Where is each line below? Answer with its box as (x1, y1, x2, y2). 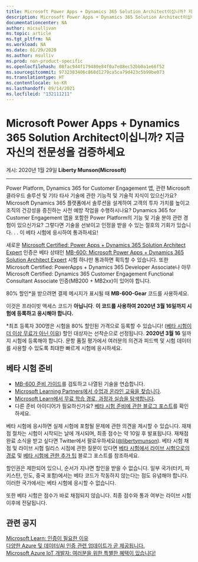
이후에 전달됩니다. (6, 499, 48, 506)
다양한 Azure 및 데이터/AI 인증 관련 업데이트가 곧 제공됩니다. (6, 542, 146, 550)
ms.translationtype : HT (6, 74, 65, 80)
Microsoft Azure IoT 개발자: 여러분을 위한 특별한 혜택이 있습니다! (6, 550, 156, 557)
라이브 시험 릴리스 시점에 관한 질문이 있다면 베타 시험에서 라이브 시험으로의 (18, 444, 190, 451)
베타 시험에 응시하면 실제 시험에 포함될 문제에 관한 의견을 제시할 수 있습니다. (6, 422, 181, 429)
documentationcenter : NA (6, 20, 67, 25)
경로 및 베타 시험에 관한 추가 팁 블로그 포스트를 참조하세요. (6, 451, 140, 459)
